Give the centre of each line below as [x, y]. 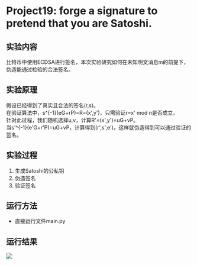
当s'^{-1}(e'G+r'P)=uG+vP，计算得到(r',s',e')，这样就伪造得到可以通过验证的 [99, 127]
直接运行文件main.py [40, 221]
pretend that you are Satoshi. [79, 23]
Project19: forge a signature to [82, 11]
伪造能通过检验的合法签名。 [40, 70]
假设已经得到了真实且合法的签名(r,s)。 [53, 105]
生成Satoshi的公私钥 [39, 170]
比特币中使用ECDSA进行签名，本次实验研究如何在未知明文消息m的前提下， [98, 62]
